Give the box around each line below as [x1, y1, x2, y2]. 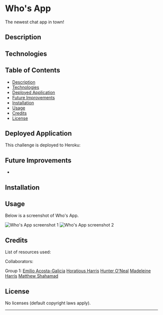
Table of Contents [5, 66, 61, 74]
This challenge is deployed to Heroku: [5, 142, 81, 148]
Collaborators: [5, 259, 33, 264]
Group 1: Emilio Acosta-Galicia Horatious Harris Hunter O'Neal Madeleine [5, 268, 151, 274]
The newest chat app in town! [5, 19, 65, 25]
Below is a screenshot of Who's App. [5, 212, 79, 219]
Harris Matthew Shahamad [5, 273, 59, 279]
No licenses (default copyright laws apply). [5, 300, 91, 306]
